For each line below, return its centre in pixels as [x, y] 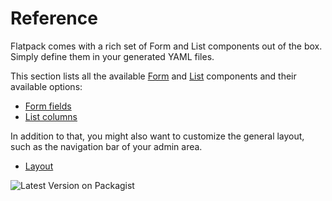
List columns [51, 116]
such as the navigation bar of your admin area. [106, 146]
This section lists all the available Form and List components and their [153, 76]
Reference [54, 18]
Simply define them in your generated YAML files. [112, 56]
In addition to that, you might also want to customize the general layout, [157, 136]
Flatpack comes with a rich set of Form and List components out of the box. [166, 46]
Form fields [48, 106]
